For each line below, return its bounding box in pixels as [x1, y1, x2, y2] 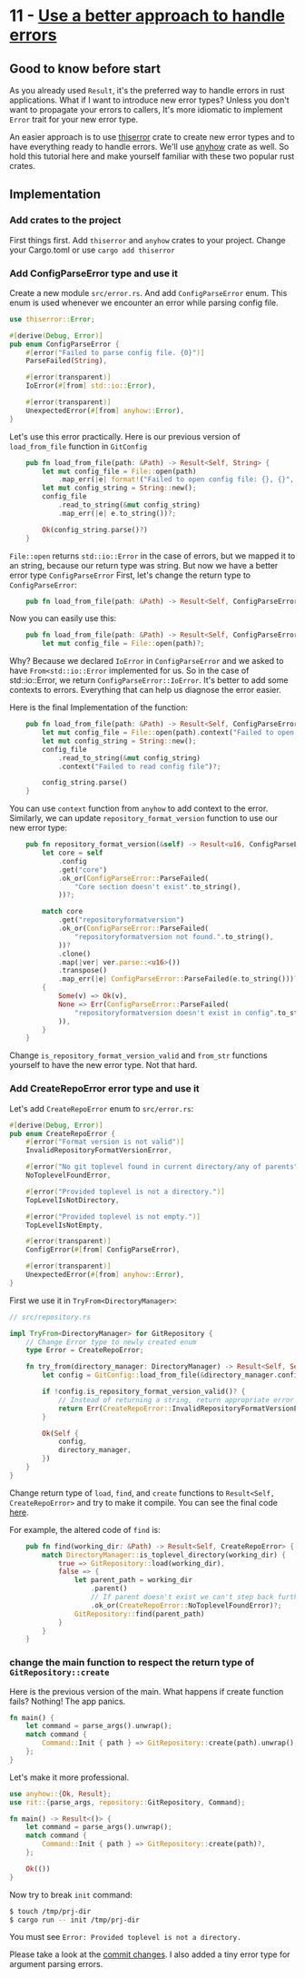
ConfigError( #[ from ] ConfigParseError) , [25, 1245, 181, 1254]
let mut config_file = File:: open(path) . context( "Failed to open [42, 728, 295, 737]
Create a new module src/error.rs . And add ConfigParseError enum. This [9, 287, 288, 298]
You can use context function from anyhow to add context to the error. [9, 803, 269, 814]
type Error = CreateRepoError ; [25, 1346, 144, 1355]
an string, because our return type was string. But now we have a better [9, 559, 279, 570]
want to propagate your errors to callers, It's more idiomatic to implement [9, 104, 283, 114]
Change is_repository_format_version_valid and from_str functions [9, 1050, 268, 1061]
